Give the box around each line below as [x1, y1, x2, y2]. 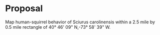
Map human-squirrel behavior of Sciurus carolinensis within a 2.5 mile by [5, 19, 156, 25]
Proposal [5, 3, 43, 14]
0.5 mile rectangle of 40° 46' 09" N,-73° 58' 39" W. [5, 24, 111, 30]
